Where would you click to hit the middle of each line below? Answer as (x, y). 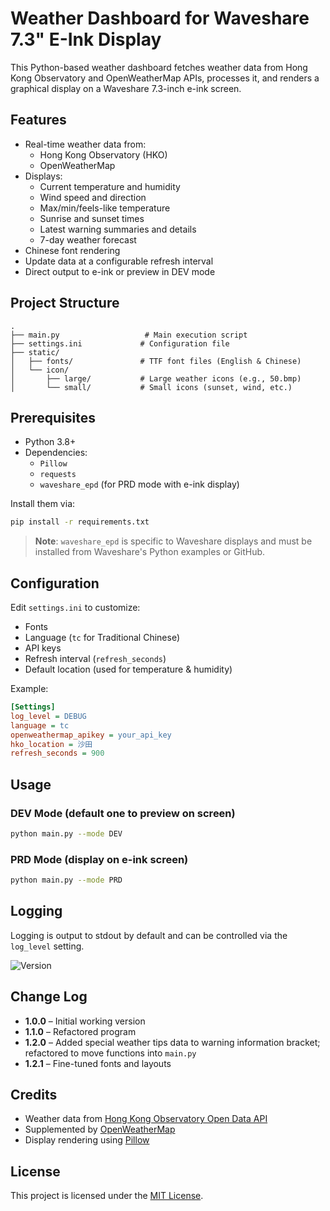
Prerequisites (53, 417)
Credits (34, 1095)
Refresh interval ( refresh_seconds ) (95, 659)
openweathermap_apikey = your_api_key (91, 735)
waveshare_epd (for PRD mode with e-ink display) (139, 484)
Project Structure (65, 303)
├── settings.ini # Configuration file (120, 343)
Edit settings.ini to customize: (75, 608)
